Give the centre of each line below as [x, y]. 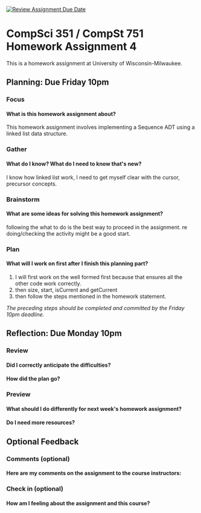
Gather [17, 149]
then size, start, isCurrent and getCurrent [66, 289]
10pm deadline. [25, 314]
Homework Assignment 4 [72, 47]
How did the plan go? [33, 379]
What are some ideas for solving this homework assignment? [85, 214]
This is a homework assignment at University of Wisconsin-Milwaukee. [94, 63]
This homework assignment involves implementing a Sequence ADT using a [101, 127]
